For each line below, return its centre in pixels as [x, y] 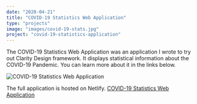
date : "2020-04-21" [31, 12]
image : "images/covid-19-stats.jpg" [53, 29]
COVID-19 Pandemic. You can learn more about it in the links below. [91, 65]
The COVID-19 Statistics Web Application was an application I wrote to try [99, 52]
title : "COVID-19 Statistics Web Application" [66, 18]
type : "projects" [28, 23]
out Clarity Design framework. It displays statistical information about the [98, 58]
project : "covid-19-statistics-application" [64, 35]
